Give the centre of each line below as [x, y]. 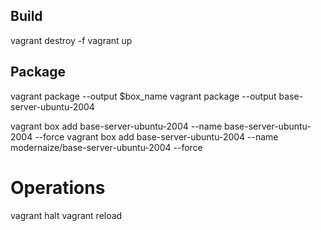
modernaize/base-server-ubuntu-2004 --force [106, 147]
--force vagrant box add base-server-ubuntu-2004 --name [156, 136]
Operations [58, 187]
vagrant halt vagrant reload [66, 215]
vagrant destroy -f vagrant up [71, 40]
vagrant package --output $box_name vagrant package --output [143, 96]
